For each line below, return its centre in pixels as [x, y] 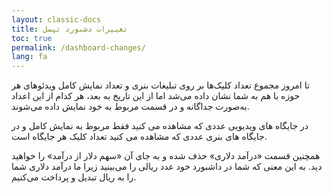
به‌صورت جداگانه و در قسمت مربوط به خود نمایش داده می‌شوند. [130, 107]
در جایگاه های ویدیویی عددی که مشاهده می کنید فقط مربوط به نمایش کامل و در [160, 126]
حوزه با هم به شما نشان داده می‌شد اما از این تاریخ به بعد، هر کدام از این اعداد [156, 96]
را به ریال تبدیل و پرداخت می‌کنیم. [74, 177]
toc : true [32, 38]
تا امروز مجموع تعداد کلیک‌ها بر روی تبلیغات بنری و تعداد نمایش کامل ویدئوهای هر [160, 85]
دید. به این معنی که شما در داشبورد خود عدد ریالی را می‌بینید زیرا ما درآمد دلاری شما [167, 167]
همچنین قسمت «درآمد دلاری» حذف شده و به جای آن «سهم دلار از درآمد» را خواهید [166, 156]
